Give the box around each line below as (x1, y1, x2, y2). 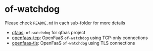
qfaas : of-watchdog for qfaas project (11, 29, 86, 35)
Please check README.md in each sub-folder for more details (4, 20, 126, 26)
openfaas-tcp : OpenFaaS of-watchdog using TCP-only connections (11, 35, 148, 41)
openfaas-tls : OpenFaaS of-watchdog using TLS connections (11, 40, 135, 46)
